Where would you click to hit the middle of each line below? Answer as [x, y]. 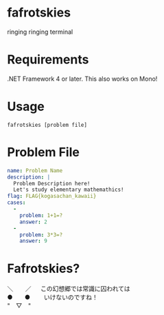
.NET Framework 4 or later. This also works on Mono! [82, 79]
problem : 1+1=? [41, 215]
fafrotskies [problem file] [47, 125]
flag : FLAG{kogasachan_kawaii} [52, 196]
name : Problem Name [35, 170]
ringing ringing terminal [40, 32]
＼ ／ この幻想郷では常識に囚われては [69, 289]
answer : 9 [34, 241]
